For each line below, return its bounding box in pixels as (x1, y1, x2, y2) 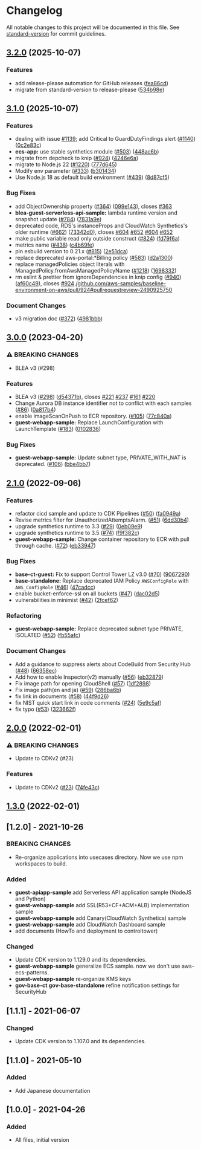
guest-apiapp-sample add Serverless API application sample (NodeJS (14, 889, 192, 896)
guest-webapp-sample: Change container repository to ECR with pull (14, 536, 190, 543)
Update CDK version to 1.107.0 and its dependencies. (14, 1038, 146, 1045)
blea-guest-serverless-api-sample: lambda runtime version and (14, 209, 177, 216)
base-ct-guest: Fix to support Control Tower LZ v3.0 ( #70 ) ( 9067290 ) (14, 571, 190, 578)
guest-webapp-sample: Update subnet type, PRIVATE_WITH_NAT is (14, 454, 187, 461)
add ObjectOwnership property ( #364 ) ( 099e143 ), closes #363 (14, 202, 172, 210)
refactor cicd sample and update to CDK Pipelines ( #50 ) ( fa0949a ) (14, 510, 181, 517)
